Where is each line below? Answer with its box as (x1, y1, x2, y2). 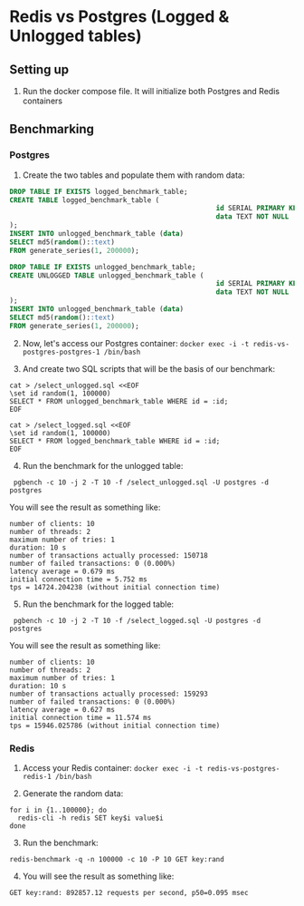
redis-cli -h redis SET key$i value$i (17, 813, 165, 823)
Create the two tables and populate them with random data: (22, 170, 245, 180)
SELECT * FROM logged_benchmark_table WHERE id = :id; (9, 436, 221, 445)
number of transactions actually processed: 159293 (9, 689, 208, 698)
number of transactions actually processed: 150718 (9, 550, 208, 560)
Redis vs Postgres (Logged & (9, 6, 230, 27)
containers (22, 95, 63, 106)
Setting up (9, 62, 70, 77)
